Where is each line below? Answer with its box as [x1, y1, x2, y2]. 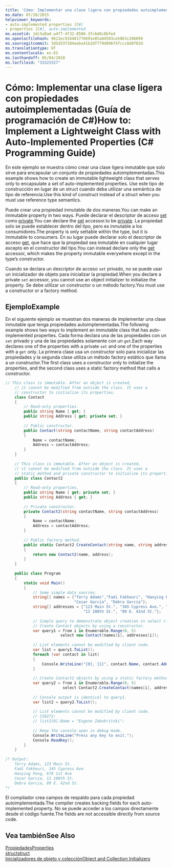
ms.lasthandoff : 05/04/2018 [5, 55, 66, 60]
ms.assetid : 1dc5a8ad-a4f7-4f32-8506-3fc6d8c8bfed [5, 31, 116, 36]
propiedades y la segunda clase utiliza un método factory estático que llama [5, 354, 166, 360]
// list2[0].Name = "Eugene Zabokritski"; [32, 718, 125, 724]
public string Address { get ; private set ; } [24, 414, 123, 419]
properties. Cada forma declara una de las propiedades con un [34, 333, 166, 338]
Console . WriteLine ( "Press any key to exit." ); [32, 733, 134, 738]
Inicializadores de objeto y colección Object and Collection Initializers [5, 856, 150, 862]
